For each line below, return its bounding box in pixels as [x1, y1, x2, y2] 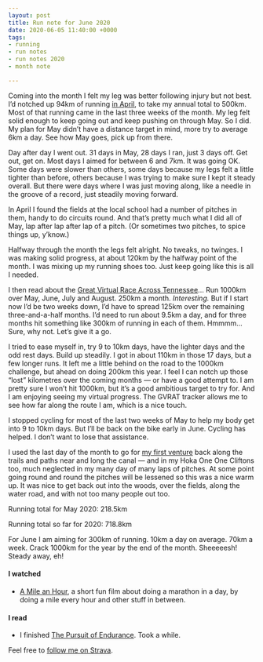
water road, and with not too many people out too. [8, 489, 170, 498]
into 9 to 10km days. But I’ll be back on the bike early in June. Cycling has [8, 424, 246, 433]
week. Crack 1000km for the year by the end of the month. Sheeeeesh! [8, 543, 238, 552]
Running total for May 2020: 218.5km [8, 504, 128, 514]
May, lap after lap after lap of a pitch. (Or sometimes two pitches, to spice [8, 221, 246, 231]
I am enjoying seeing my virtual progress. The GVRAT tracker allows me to [8, 391, 248, 401]
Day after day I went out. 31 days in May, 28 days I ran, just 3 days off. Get [8, 147, 248, 157]
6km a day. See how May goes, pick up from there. [8, 133, 173, 142]
